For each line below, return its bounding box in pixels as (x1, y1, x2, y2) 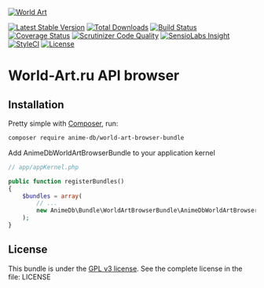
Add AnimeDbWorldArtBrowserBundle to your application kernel (8, 148, 216, 157)
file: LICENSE (8, 272, 51, 282)
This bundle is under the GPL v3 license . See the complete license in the (8, 264, 243, 273)
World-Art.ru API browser (8, 67, 180, 85)
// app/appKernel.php (8, 163, 79, 171)
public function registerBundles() (8, 177, 125, 185)
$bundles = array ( (22, 192, 82, 200)
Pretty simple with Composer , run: (8, 118, 119, 128)
